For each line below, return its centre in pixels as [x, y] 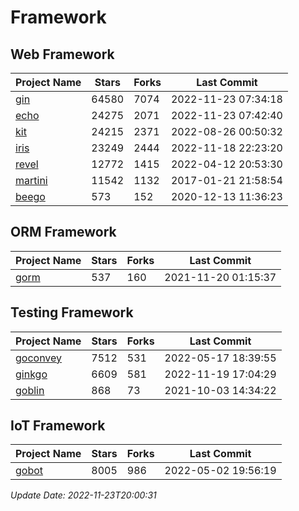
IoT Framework [58, 426]
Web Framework [62, 54]
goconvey [39, 358]
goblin [30, 390]
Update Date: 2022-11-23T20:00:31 [83, 495]
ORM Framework [63, 232]
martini [31, 180]
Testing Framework [72, 312]
